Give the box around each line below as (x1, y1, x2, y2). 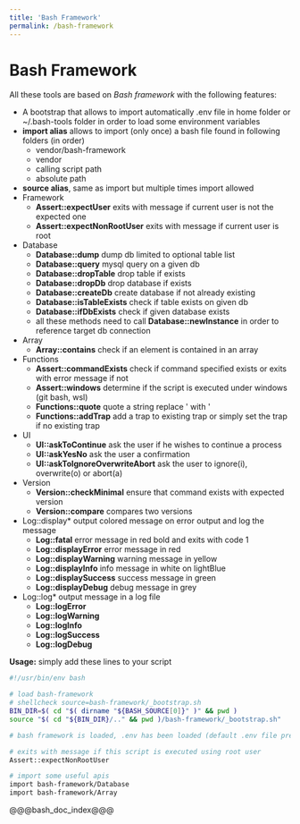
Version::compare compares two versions (35, 506, 193, 517)
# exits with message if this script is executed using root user (9, 747, 262, 756)
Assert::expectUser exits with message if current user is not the (35, 202, 274, 213)
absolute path (35, 174, 87, 184)
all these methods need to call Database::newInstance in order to (35, 316, 279, 327)
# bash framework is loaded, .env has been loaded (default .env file (9, 731, 278, 740)
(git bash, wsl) (35, 392, 88, 403)
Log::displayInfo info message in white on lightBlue (35, 563, 226, 573)
